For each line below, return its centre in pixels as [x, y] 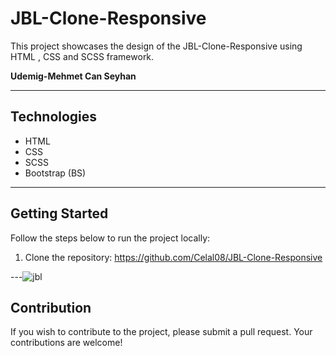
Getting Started [59, 213]
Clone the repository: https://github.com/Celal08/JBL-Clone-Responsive [173, 257]
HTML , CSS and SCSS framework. [82, 56]
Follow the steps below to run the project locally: [110, 238]
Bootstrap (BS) [55, 173]
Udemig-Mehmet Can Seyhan [73, 76]
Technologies [54, 117]
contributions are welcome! [66, 343]
